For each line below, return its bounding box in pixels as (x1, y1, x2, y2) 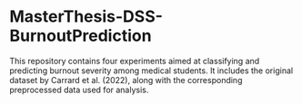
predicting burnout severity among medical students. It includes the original (9, 65, 294, 76)
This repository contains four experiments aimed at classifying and (9, 55, 260, 66)
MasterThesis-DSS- (9, 6, 164, 27)
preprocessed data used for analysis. (9, 84, 149, 95)
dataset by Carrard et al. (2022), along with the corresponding (9, 74, 243, 85)
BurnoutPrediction (9, 25, 152, 46)
